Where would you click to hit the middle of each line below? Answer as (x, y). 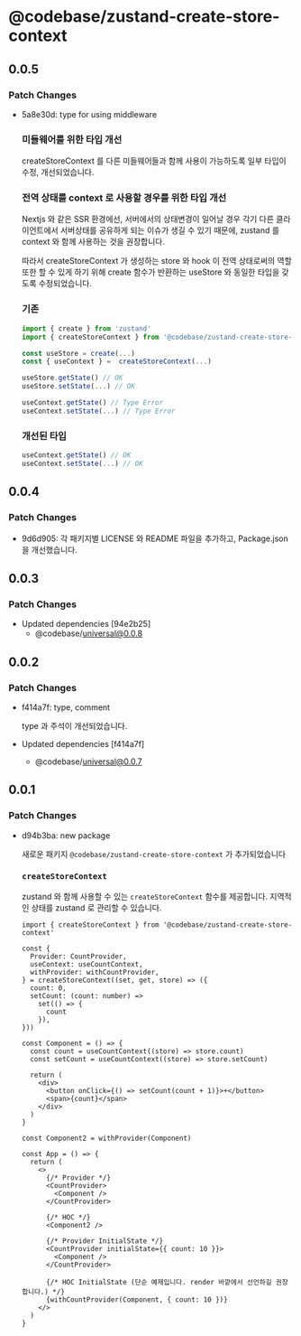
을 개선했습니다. (49, 549)
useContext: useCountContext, (87, 964)
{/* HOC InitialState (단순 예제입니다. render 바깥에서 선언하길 (159, 1282)
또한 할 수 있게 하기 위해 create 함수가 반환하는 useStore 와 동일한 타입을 (150, 272)
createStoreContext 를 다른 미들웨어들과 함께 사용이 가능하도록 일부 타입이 (154, 161)
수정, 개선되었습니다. (58, 173)
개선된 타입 (44, 435)
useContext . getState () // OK (76, 455)
